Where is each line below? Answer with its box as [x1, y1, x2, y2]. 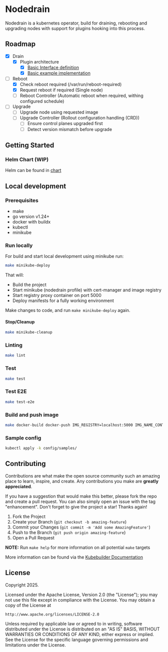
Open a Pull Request [12, 534, 55, 540]
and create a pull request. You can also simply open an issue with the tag [5, 498, 156, 504]
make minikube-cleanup [5, 330, 52, 335]
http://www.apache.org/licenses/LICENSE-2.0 [5, 611, 99, 617]
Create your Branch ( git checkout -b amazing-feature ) [12, 518, 127, 524]
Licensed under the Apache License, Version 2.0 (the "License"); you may [5, 591, 158, 597]
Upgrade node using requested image [19, 109, 98, 115]
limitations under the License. [5, 641, 66, 648]
